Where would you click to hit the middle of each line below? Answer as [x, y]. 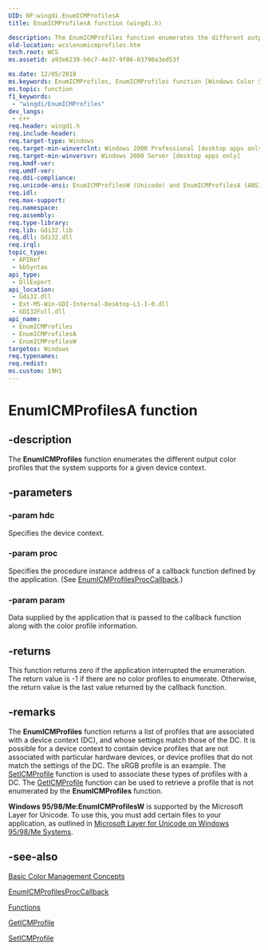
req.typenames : [33, 356]
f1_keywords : [30, 97]
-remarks [32, 712]
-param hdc [32, 516]
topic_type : [28, 252]
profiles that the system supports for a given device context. [107, 467]
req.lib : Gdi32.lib [41, 230]
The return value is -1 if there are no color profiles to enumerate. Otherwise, [132, 679]
